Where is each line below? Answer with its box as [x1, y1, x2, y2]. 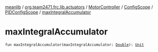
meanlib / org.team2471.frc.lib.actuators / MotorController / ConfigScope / [5, 4, 153, 10]
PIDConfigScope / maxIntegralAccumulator [5, 9, 91, 15]
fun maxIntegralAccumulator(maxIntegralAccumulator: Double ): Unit [5, 42, 144, 47]
